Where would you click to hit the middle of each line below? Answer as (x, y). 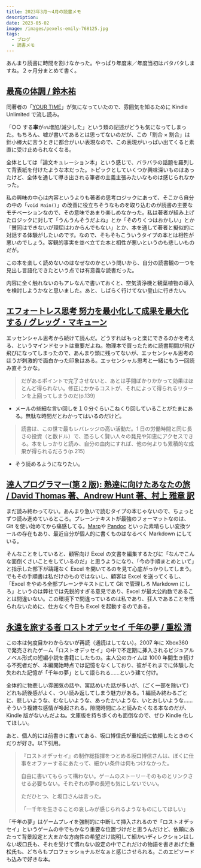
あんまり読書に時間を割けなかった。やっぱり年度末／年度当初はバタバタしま (100, 63)
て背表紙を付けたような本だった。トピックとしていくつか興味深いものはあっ (100, 170)
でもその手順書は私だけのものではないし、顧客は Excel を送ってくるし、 (95, 577)
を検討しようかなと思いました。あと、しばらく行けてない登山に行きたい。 (98, 290)
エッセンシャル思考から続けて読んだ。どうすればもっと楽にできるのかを (95, 338)
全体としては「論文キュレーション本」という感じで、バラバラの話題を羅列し (100, 162)
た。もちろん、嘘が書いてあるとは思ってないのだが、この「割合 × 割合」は (98, 134)
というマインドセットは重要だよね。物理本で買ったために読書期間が (100, 345)
